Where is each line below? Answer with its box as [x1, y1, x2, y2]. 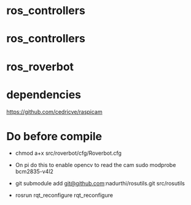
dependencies [6, 88, 82, 102]
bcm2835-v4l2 [15, 168, 54, 175]
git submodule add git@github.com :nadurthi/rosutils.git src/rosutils [15, 180, 185, 187]
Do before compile [6, 129, 103, 143]
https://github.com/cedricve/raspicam [6, 108, 103, 115]
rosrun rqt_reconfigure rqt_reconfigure [15, 192, 114, 199]
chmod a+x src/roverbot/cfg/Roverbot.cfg [15, 149, 122, 157]
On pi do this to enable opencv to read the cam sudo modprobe [15, 162, 176, 169]
